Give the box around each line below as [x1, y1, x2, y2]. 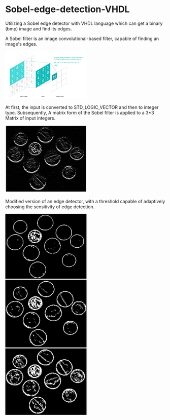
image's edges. [5, 41, 38, 47]
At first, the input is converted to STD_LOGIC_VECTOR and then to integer [5, 104, 159, 110]
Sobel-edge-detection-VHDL [5, 4, 130, 15]
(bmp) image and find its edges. [5, 25, 72, 31]
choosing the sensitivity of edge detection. [5, 204, 95, 210]
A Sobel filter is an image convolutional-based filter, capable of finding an [5, 35, 159, 42]
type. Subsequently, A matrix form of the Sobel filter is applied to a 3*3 [5, 110, 154, 116]
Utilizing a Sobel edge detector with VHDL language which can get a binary [5, 20, 163, 26]
